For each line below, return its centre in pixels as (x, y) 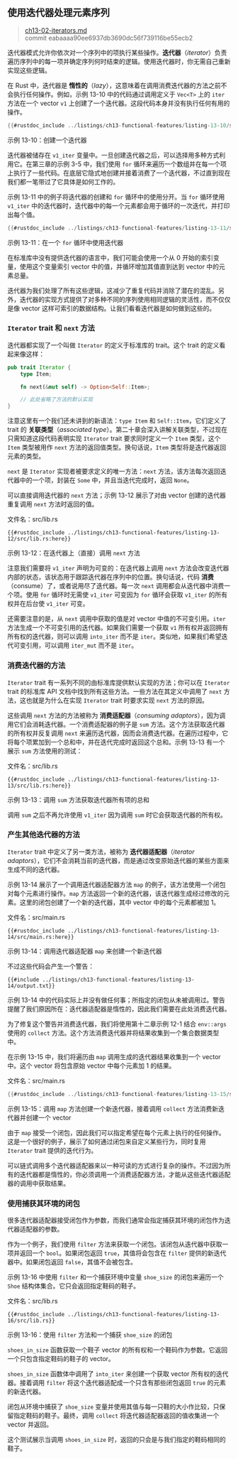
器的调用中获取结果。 (38, 1183)
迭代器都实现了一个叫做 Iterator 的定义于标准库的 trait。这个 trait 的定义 (113, 345)
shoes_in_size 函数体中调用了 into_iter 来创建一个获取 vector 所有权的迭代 (118, 1374)
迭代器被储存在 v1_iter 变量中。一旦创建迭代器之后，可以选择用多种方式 (113, 155)
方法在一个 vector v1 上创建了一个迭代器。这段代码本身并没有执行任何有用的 (119, 103)
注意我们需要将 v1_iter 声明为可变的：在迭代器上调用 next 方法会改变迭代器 (118, 568)
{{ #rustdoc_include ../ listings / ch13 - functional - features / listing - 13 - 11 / (119, 228)
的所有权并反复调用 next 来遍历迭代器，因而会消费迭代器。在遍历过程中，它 (118, 733)
